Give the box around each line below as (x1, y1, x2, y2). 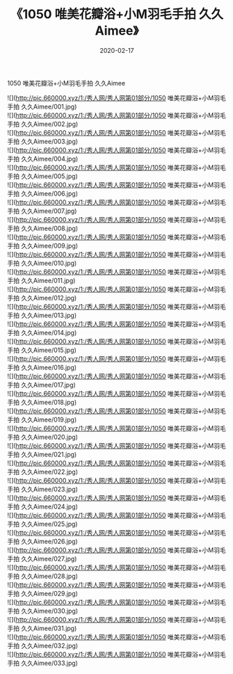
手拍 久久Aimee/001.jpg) (7, 102, 77, 111)
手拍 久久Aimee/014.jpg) (7, 328, 77, 337)
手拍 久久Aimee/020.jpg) (7, 433, 79, 441)
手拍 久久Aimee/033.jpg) (7, 659, 79, 667)
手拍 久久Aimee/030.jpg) (7, 607, 79, 615)
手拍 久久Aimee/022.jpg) (7, 467, 79, 476)
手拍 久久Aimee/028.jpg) (7, 572, 79, 580)
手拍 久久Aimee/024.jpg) (7, 502, 79, 511)
